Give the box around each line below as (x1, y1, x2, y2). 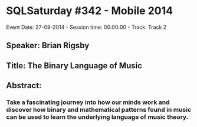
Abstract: (6, 81, 42, 91)
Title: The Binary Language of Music (6, 61, 143, 71)
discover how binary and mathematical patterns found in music (6, 106, 192, 114)
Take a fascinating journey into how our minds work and (6, 98, 170, 106)
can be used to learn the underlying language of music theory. (6, 113, 189, 121)
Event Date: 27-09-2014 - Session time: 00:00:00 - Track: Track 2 (6, 24, 167, 31)
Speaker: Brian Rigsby (6, 41, 90, 51)
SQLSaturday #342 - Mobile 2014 (6, 4, 173, 18)
